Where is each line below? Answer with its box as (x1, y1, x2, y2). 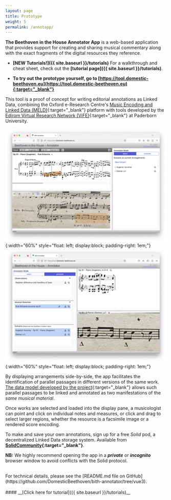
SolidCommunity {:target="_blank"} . (5, 442, 84, 448)
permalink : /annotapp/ (5, 25, 54, 30)
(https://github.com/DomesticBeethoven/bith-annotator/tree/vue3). (5, 478, 147, 484)
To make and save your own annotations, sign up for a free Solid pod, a (5, 431, 156, 437)
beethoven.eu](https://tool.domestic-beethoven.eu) (12, 81, 127, 87)
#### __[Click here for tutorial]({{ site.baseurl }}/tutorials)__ (5, 489, 131, 495)
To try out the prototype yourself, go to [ (12, 75, 100, 81)
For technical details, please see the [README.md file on (5, 473, 125, 479)
